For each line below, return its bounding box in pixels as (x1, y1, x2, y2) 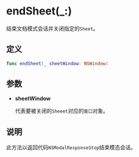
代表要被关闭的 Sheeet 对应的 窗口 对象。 (14, 107, 109, 115)
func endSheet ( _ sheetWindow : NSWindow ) (6, 60, 109, 67)
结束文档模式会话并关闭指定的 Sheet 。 (6, 25, 99, 32)
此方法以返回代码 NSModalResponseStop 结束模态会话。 (6, 144, 137, 151)
